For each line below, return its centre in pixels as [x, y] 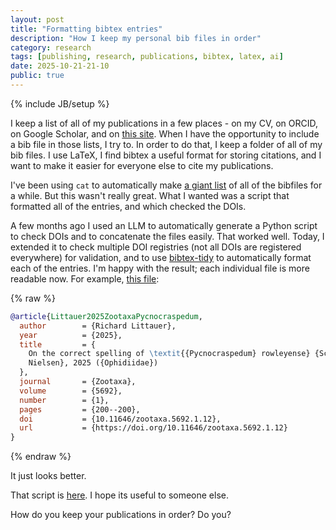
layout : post [37, 19]
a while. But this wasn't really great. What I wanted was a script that [150, 195]
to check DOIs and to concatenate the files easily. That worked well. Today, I [167, 236]
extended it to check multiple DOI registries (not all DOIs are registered [156, 247]
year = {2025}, [71, 335]
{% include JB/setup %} [60, 103]
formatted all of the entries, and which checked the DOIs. [128, 206]
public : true [37, 76]
